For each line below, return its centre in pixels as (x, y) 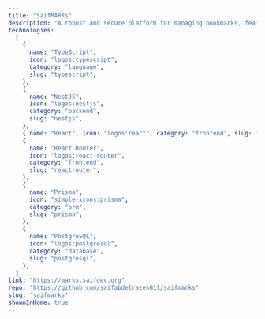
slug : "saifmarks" (38, 295)
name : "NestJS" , (56, 97)
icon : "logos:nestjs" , (66, 104)
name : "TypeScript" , (63, 52)
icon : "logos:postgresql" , (73, 244)
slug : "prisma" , (56, 215)
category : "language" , (66, 67)
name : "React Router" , (66, 148)
